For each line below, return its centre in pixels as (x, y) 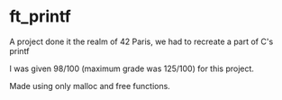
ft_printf (41, 17)
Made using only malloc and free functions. (90, 86)
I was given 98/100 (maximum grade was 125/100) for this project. (132, 68)
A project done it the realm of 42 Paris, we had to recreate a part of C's (141, 41)
